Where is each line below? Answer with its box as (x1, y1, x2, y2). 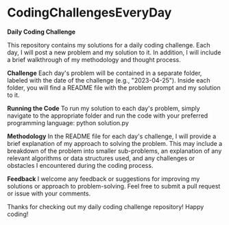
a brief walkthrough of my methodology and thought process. (7, 55, 181, 63)
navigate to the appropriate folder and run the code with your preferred (7, 111, 208, 120)
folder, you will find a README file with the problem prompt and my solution (7, 83, 221, 92)
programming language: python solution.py (7, 118, 129, 127)
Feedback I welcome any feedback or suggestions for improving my (7, 174, 200, 183)
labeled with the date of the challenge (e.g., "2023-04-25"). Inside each (7, 76, 210, 84)
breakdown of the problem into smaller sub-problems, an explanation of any (7, 147, 222, 155)
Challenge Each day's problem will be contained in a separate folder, (7, 69, 202, 77)
